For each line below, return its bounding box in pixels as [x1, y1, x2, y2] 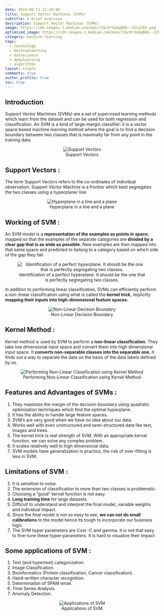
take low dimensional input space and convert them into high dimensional [5, 343, 153, 350]
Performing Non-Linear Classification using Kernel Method [23, 374, 141, 380]
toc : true [5, 80, 25, 85]
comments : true [5, 71, 36, 76]
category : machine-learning [5, 35, 62, 40]
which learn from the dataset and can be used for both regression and [5, 116, 146, 122]
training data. [5, 137, 32, 143]
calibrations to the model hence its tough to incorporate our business [12, 517, 153, 523]
